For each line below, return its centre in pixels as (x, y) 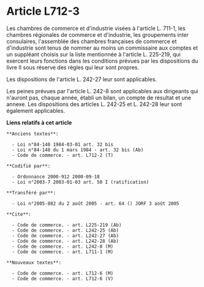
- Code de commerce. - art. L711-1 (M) (63, 252)
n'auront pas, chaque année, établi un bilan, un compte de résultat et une (99, 98)
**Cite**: (19, 214)
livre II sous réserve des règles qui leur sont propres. (73, 67)
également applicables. (36, 110)
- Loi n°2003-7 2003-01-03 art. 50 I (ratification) (81, 182)
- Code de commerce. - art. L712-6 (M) (63, 273)
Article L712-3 (43, 11)
